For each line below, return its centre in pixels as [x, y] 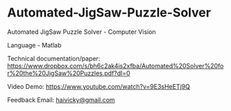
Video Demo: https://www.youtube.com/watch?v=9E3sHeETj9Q [99, 86]
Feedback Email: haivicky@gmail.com [61, 100]
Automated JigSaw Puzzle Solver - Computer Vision [82, 32]
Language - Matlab [34, 45]
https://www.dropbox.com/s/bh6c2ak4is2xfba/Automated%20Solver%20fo [115, 65]
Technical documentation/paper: [54, 58]
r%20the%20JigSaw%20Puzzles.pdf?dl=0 [69, 73]
